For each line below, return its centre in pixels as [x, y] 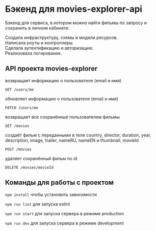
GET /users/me [20, 90]
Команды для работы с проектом [60, 182]
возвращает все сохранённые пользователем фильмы [63, 117]
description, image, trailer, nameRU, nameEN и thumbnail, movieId [72, 140]
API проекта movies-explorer [51, 69]
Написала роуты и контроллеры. [39, 42]
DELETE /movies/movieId [29, 167]
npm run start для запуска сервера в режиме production [65, 213]
